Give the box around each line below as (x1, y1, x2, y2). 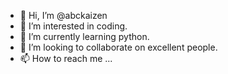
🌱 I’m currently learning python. (19, 31, 150, 42)
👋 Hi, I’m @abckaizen (19, 10, 108, 21)
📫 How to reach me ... (19, 53, 113, 64)
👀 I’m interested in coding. (19, 20, 128, 32)
